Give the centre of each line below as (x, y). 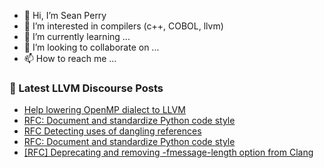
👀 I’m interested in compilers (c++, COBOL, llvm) (123, 26)
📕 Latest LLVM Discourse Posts (86, 88)
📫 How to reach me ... (70, 58)
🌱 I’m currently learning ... (77, 36)
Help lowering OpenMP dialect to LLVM (104, 110)
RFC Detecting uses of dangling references (112, 131)
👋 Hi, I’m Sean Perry (65, 15)
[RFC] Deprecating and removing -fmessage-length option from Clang (168, 152)
